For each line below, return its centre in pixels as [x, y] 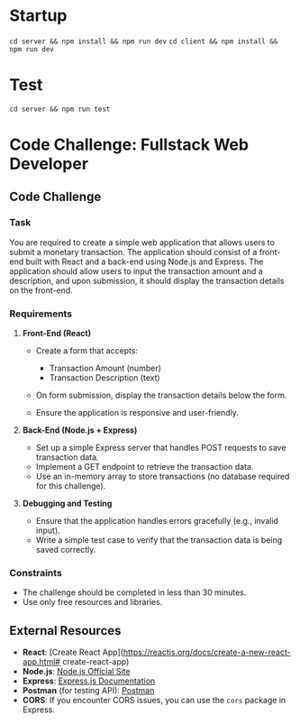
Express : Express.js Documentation [89, 681]
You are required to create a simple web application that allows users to [142, 242]
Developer [49, 164]
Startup [38, 16]
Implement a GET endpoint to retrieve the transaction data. [145, 467]
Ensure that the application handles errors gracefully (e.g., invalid [157, 521]
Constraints [36, 573]
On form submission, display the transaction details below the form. [161, 395]
